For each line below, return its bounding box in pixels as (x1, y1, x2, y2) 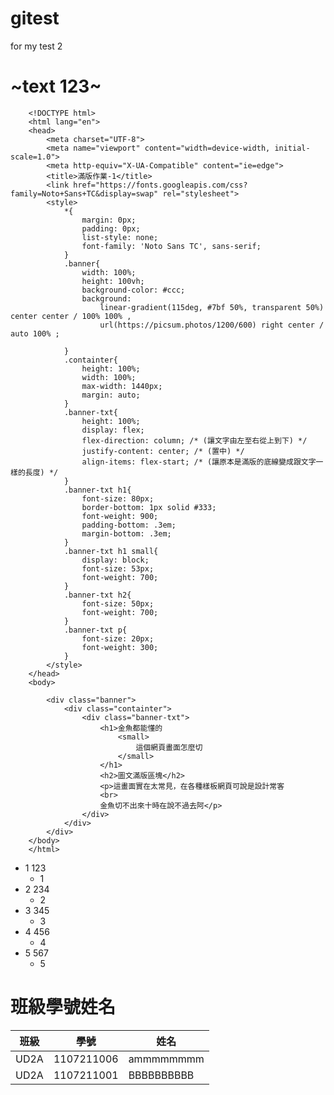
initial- (274, 143, 311, 153)
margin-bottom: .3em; (81, 528, 172, 539)
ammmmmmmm (128, 1052, 205, 1066)
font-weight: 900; (81, 511, 159, 521)
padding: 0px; (81, 223, 141, 234)
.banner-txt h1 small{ (63, 546, 159, 556)
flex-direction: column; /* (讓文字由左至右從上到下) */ (81, 435, 308, 446)
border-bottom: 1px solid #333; (81, 502, 217, 512)
